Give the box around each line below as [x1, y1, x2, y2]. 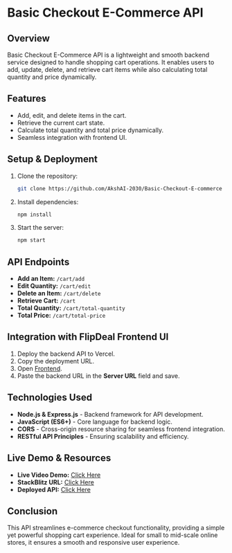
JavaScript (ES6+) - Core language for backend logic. [17, 417, 173, 426]
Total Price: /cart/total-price [17, 311, 106, 320]
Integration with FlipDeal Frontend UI [7, 331, 169, 343]
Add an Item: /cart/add [17, 275, 85, 283]
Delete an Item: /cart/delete [17, 289, 101, 298]
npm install [17, 211, 52, 218]
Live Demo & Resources [7, 452, 111, 464]
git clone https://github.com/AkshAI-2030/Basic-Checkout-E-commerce [17, 185, 223, 192]
